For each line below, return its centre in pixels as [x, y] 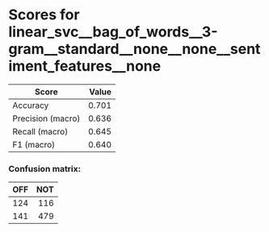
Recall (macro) [40, 131]
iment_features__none [85, 66]
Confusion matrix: [45, 168]
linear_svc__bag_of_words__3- [113, 32]
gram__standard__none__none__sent [134, 49]
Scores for [44, 15]
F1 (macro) [34, 144]
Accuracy [31, 105]
